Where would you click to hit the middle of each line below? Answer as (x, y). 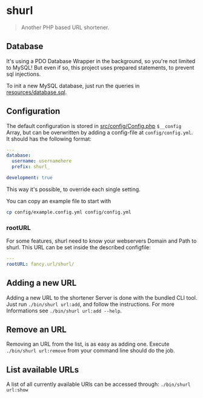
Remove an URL (36, 330)
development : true (29, 178)
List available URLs (43, 370)
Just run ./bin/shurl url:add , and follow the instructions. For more (90, 304)
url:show (17, 390)
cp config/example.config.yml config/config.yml (69, 212)
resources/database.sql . (37, 92)
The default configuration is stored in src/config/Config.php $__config (94, 126)
